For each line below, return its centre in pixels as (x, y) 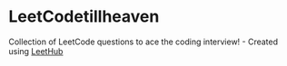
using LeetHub (36, 51)
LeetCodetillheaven (84, 17)
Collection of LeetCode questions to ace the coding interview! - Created (143, 42)
